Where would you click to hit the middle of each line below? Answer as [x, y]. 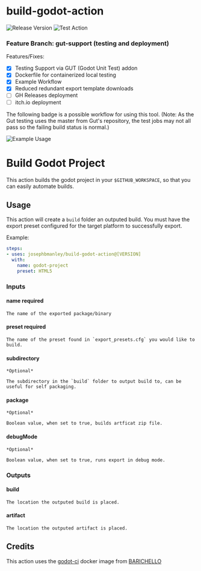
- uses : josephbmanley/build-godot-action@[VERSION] [74, 254]
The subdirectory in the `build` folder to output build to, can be [94, 382]
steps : [14, 249]
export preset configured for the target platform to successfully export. [94, 226]
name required [25, 301]
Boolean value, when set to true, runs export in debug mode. [86, 460]
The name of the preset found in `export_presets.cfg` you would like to [101, 340]
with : [19, 260]
